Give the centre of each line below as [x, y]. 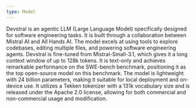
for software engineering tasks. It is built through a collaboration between [96, 35]
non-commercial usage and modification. [57, 98]
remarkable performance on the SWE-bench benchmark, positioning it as [96, 67]
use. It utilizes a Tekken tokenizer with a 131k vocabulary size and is [107, 86]
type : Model [21, 12]
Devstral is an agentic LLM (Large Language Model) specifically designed [97, 29]
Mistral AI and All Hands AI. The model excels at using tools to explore [92, 41]
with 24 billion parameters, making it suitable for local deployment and [92, 79]
